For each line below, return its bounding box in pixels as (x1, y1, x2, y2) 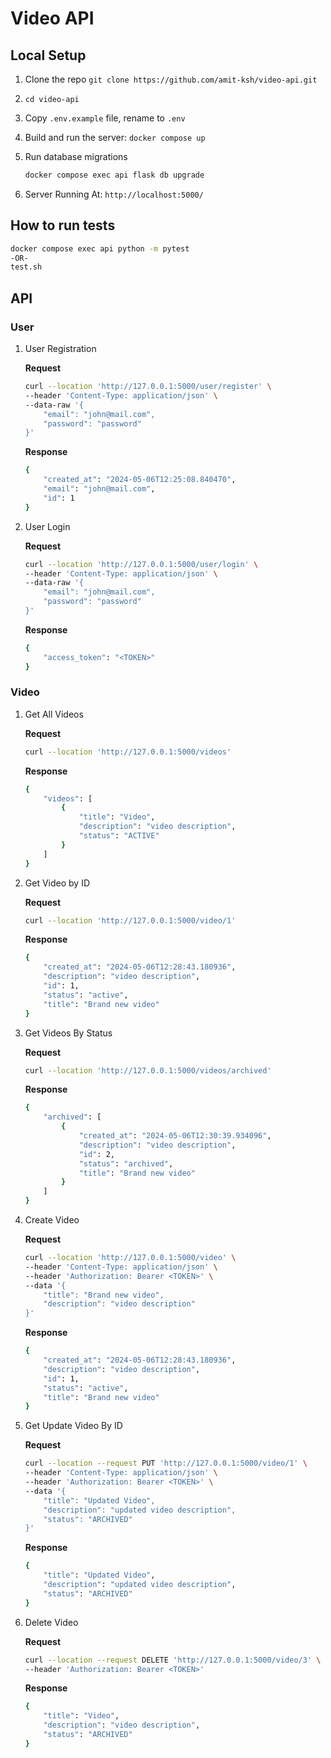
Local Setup (10, 47, 87, 64)
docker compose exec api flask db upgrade (24, 170, 205, 180)
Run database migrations (24, 151, 128, 162)
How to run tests (10, 217, 116, 234)
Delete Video (24, 1616, 79, 1628)
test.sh (10, 262, 43, 272)
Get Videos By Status (24, 1027, 113, 1039)
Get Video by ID (24, 877, 91, 889)
